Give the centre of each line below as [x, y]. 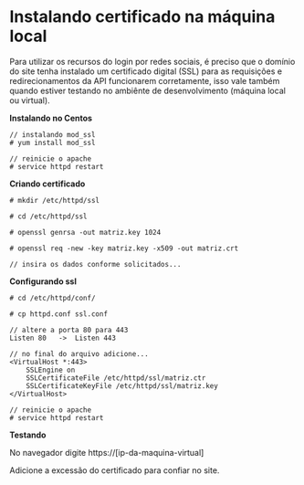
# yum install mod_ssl [52, 142]
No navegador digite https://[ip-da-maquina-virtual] [107, 452]
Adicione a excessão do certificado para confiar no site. [115, 470]
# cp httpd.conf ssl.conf [58, 314]
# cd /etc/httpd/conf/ [52, 298]
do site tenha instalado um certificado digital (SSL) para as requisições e [146, 71]
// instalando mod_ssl [52, 134]
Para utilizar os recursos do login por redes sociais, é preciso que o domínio [152, 61]
